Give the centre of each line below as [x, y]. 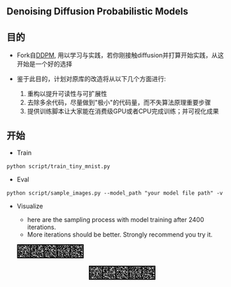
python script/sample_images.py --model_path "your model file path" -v [115, 193]
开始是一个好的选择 [44, 64]
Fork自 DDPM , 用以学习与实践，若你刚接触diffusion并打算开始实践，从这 [120, 55]
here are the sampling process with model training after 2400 [115, 220]
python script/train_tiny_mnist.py [58, 167]
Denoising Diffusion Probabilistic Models [97, 12]
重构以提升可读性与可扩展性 [67, 94]
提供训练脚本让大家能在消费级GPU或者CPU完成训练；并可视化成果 [123, 111]
